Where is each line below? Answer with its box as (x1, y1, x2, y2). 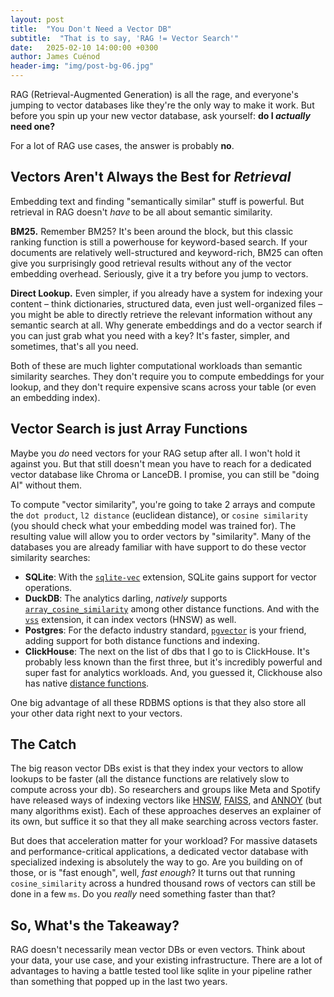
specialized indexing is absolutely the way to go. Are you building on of (10, 856, 303, 868)
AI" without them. (10, 479, 83, 491)
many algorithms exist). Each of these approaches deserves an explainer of (10, 805, 322, 817)
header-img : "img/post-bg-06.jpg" (10, 61, 155, 71)
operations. (24, 581, 73, 593)
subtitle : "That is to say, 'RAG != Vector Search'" (10, 33, 240, 43)
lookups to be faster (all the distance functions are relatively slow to (10, 773, 290, 785)
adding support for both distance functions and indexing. (24, 634, 260, 646)
